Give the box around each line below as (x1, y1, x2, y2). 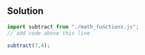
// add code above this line (7, 30, 90, 37)
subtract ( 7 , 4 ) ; (7, 42, 51, 49)
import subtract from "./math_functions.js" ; (7, 23, 139, 30)
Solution (7, 5, 44, 17)
